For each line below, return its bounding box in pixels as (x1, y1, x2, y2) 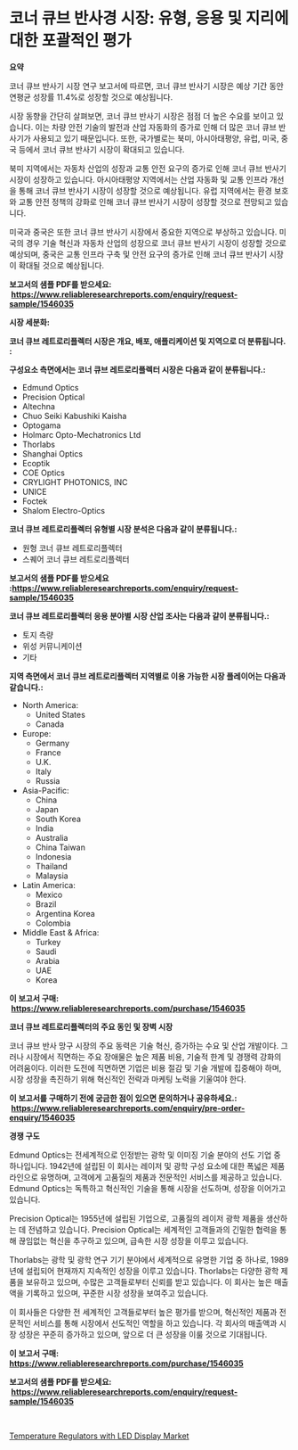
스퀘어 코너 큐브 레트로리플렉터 (21, 554, 130, 564)
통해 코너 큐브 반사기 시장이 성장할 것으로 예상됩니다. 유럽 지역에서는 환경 (18, 185, 273, 196)
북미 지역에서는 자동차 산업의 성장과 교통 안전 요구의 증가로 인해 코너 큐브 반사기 (9, 162, 287, 174)
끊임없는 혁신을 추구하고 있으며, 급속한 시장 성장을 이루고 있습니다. (18, 1235, 249, 1246)
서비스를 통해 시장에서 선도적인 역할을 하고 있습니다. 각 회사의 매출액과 (32, 1317, 278, 1329)
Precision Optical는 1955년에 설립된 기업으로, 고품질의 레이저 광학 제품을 (9, 1213, 264, 1223)
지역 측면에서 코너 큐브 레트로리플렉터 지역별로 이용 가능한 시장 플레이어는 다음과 (9, 671, 286, 681)
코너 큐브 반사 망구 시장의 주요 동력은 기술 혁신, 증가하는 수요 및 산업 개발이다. (9, 1040, 279, 1050)
